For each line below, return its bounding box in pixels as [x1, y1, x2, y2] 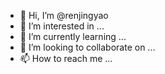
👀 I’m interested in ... [19, 20, 105, 32]
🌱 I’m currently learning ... [19, 31, 127, 42]
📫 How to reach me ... [19, 53, 113, 64]
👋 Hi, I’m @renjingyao [19, 10, 109, 21]
